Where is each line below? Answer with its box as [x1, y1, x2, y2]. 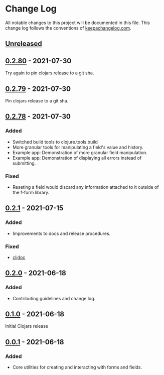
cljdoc [12, 254, 26, 260]
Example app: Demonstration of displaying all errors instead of [12, 155, 142, 161]
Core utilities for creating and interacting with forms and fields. [12, 364, 142, 370]
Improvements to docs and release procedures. [12, 230, 111, 236]
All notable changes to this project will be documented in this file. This [5, 20, 150, 26]
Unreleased [5, 40, 43, 48]
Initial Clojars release [5, 323, 49, 329]
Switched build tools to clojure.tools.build [12, 139, 98, 145]
